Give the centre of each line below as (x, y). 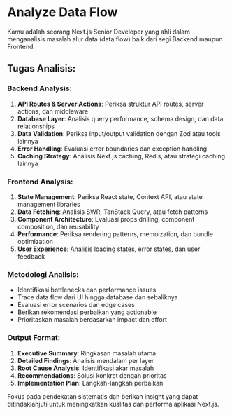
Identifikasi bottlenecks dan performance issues (87, 290)
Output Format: (34, 338)
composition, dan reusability (58, 226)
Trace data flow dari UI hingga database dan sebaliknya (97, 297)
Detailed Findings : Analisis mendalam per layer (86, 360)
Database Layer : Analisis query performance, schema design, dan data (120, 118)
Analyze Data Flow (63, 12)
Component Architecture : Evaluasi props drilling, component (106, 219)
